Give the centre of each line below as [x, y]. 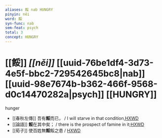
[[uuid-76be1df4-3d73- [105, 63]
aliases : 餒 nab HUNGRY [29, 10]
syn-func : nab [20, 23]
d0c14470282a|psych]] [55, 95]
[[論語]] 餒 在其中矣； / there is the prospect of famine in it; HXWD [78, 124]
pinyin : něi [17, 14]
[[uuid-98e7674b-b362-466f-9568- [81, 84]
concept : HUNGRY [22, 37]
